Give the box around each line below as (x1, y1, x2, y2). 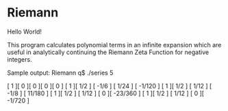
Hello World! (7, 27, 42, 36)
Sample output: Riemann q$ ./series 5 (7, 69, 114, 77)
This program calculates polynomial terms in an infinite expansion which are (7, 40, 222, 49)
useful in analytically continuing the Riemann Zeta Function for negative (7, 48, 210, 56)
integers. (7, 55, 32, 63)
